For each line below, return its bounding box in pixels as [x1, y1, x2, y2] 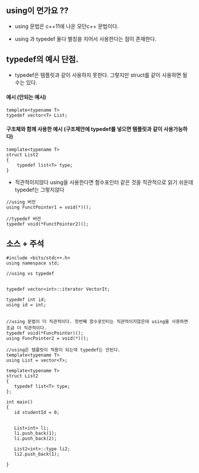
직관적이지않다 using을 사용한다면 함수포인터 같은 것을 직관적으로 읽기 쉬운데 [14, 179, 194, 186]
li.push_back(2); [14, 435, 58, 441]
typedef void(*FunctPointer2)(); [6, 221, 89, 228]
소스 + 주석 [6, 239, 45, 249]
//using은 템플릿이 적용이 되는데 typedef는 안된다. [6, 347, 121, 353]
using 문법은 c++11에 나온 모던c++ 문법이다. [14, 23, 119, 30]
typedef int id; [6, 297, 46, 303]
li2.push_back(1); [14, 451, 60, 457]
